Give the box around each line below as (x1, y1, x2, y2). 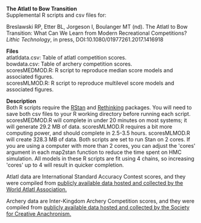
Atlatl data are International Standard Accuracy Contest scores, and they (6, 173, 186, 180)
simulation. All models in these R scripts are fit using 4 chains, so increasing (6, 155, 194, 162)
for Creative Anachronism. (6, 210, 72, 217)
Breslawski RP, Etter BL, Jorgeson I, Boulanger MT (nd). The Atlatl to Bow (6, 23, 188, 30)
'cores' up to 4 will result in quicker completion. (6, 162, 125, 168)
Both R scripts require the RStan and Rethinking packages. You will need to (6, 104, 192, 111)
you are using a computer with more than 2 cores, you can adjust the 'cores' (6, 142, 196, 149)
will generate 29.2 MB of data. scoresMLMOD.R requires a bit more (6, 123, 173, 130)
